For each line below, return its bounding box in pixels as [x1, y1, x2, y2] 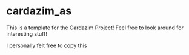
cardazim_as [6, 4, 72, 18]
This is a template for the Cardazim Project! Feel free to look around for [6, 24, 184, 31]
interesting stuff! [6, 30, 47, 37]
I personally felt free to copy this [6, 42, 87, 49]
